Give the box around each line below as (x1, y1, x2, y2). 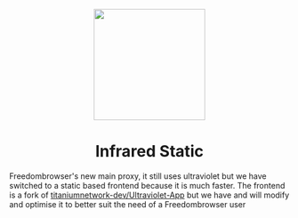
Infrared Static (94, 141, 205, 162)
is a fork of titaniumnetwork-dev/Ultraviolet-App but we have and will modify (9, 190, 290, 200)
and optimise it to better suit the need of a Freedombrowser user (9, 198, 246, 209)
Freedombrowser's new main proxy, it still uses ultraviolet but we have (9, 170, 267, 182)
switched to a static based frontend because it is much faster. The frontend (9, 180, 286, 190)
